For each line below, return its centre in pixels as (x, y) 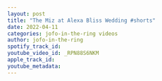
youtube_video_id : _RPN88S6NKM (53, 54)
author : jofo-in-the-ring (45, 40)
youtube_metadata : (34, 66)
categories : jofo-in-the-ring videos (63, 33)
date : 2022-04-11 (33, 27)
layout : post (26, 14)
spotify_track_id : (34, 46)
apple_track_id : (31, 60)
